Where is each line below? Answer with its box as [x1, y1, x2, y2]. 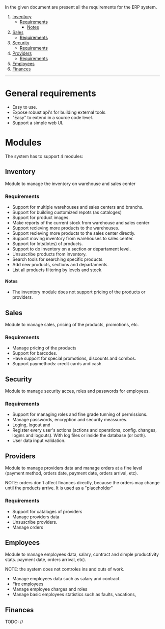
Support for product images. [12, 214, 70, 220]
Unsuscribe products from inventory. [12, 251, 87, 257]
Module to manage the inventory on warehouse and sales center [5, 181, 136, 187]
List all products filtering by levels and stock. [12, 267, 103, 273]
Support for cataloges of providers [12, 508, 82, 514]
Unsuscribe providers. [12, 519, 57, 525]
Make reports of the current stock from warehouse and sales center [12, 220, 150, 225]
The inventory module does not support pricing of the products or [12, 289, 146, 295]
